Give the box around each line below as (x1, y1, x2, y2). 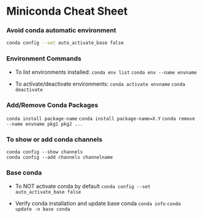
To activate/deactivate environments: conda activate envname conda (15, 80, 186, 87)
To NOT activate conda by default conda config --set (15, 182, 151, 190)
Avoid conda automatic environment (6, 26, 116, 35)
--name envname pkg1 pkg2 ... (6, 121, 84, 127)
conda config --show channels (6, 149, 84, 155)
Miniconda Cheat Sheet (6, 4, 128, 18)
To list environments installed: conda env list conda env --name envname (15, 68, 197, 76)
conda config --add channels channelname (6, 154, 113, 161)
